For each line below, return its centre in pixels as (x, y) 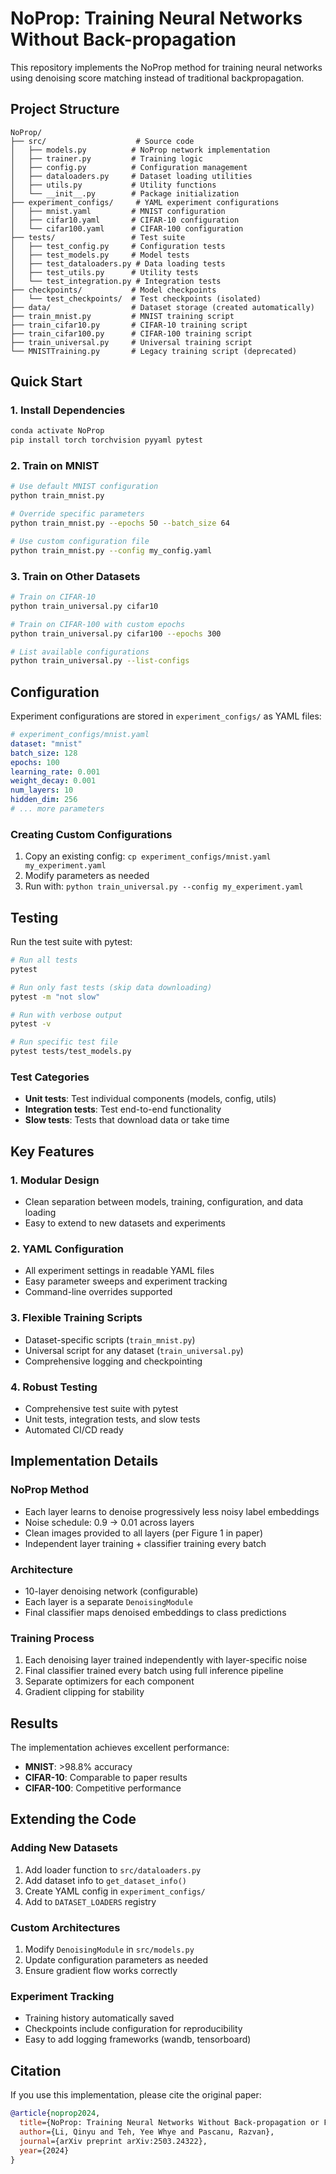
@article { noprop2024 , (55, 2113)
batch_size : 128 (44, 753)
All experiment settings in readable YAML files (119, 1271)
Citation (36, 2070)
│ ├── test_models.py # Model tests (100, 255)
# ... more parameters (57, 809)
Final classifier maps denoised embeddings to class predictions (155, 1612)
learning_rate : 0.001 (55, 772)
